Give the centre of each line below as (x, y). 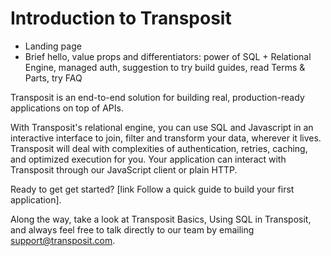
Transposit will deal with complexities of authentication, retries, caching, (159, 148)
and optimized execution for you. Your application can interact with (148, 159)
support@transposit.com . (63, 240)
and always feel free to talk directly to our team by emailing (132, 229)
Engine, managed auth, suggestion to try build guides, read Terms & (165, 67)
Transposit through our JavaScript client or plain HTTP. (124, 169)
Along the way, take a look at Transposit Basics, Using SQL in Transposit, (161, 219)
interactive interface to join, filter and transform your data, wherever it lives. (166, 138)
